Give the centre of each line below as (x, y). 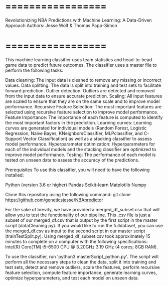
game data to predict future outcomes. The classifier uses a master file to (81, 65)
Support (14, 138)
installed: (15, 175)
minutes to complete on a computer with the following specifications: (76, 241)
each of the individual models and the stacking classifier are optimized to (81, 149)
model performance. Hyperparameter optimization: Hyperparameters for (80, 144)
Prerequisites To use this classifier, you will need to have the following (77, 170)
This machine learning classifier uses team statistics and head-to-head (78, 59)
